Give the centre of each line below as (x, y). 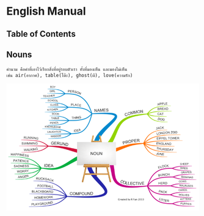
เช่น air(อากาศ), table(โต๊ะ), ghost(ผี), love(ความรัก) (70, 76)
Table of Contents (41, 34)
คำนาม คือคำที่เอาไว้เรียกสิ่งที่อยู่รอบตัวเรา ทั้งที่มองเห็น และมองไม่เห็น (67, 69)
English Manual (46, 11)
